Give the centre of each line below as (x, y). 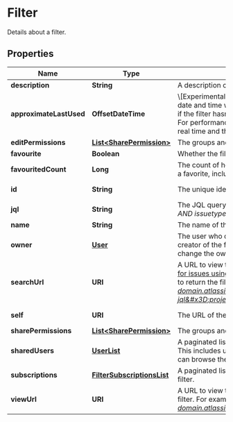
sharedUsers (32, 351)
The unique (196, 189)
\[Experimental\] (204, 96)
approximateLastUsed (48, 114)
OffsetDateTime (119, 114)
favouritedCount (38, 169)
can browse (197, 359)
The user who (200, 236)
